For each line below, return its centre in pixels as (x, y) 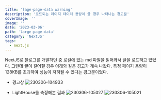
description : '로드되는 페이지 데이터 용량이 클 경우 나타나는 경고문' (67, 14)
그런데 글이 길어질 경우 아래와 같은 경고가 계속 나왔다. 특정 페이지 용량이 (79, 66)
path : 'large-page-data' (30, 32)
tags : (10, 41)
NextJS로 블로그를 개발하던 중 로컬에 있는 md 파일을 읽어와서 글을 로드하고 (76, 60)
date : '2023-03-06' (25, 28)
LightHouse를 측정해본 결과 (39, 92)
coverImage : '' (20, 18)
